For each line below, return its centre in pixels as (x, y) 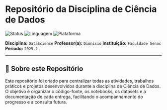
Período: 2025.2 (22, 48)
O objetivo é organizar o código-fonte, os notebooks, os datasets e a (76, 91)
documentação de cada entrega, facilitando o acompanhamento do (74, 97)
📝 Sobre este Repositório (44, 69)
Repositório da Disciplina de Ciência (81, 9)
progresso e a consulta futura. (36, 102)
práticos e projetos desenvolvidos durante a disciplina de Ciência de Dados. (83, 86)
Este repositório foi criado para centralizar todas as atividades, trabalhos (80, 81)
